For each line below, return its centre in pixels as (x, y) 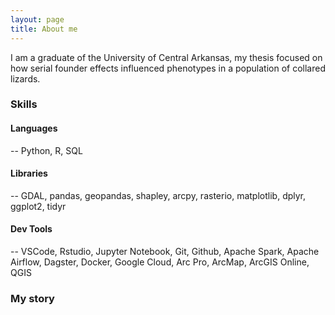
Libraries (29, 173)
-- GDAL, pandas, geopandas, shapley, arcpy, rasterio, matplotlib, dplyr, (158, 195)
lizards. (25, 78)
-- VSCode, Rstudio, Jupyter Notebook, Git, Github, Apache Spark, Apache (165, 252)
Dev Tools (31, 229)
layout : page (37, 19)
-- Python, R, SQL (46, 150)
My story (32, 298)
